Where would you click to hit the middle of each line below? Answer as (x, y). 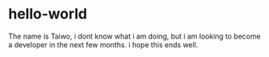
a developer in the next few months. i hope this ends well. (103, 44)
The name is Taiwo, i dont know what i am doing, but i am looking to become (134, 36)
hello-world (48, 14)
